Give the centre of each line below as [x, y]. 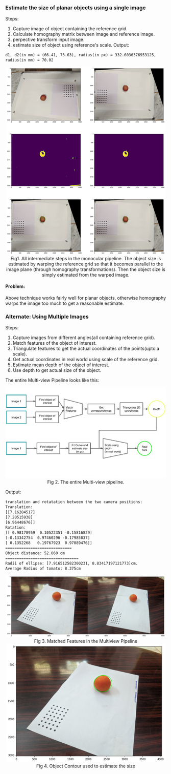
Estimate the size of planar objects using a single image [76, 8]
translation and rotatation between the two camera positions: [74, 502]
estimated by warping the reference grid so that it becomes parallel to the [86, 264]
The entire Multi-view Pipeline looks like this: [52, 380]
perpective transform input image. [48, 39]
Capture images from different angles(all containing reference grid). [84, 338]
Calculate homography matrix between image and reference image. [84, 34]
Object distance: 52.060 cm [35, 553]
